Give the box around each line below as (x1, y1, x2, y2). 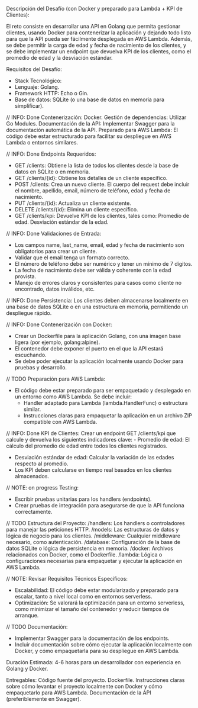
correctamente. (14, 509, 53, 515)
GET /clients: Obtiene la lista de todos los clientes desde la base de (14, 162, 179, 169)
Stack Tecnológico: (14, 77, 62, 84)
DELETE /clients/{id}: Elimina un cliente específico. (14, 206, 138, 213)
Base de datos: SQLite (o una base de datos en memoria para (14, 96, 164, 103)
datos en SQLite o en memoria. (14, 168, 90, 175)
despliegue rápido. (6, 310, 52, 316)
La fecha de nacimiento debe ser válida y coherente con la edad (14, 266, 171, 273)
